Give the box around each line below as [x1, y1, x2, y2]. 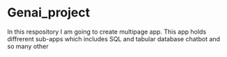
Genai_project [7, 5, 91, 21]
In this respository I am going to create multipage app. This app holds [7, 27, 207, 36]
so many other [7, 42, 49, 50]
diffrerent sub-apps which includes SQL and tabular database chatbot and [7, 34, 221, 43]
